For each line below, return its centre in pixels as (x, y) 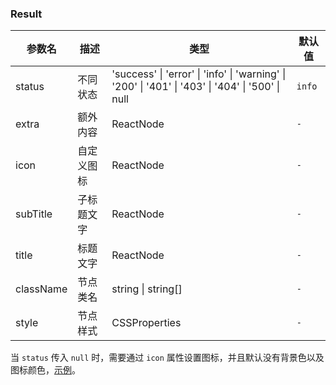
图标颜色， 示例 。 (45, 370)
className (41, 289)
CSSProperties (146, 323)
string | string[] (147, 289)
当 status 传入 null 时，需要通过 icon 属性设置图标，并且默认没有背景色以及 (167, 358)
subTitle (34, 214)
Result (26, 14)
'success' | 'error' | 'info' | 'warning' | (199, 74)
